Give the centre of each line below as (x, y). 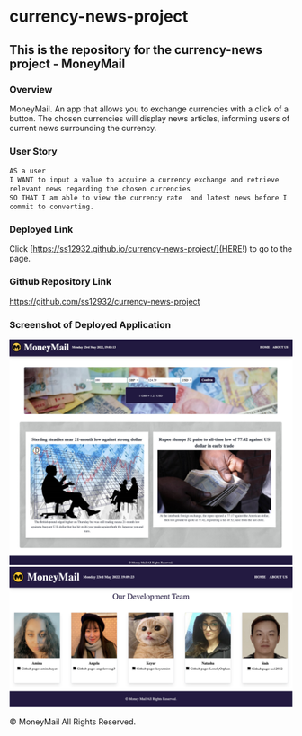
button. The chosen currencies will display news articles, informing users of (150, 118)
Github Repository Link (61, 282)
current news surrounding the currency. (83, 128)
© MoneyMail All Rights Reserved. (73, 722)
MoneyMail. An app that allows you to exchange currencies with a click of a (149, 109)
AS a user (28, 171)
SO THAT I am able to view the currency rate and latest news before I (148, 198)
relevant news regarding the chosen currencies (100, 189)
